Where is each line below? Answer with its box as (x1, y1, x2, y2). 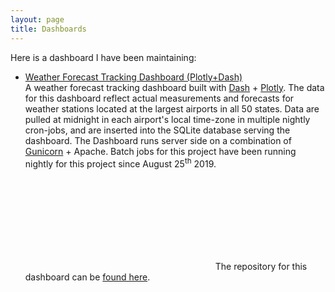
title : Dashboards (10, 24, 87, 34)
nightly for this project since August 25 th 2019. (24, 156, 217, 170)
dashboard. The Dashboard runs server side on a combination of (24, 134, 292, 146)
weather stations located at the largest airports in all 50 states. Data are (24, 102, 320, 115)
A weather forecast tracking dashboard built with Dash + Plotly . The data (24, 81, 325, 93)
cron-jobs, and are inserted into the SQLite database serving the (24, 124, 291, 136)
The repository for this (214, 260, 308, 272)
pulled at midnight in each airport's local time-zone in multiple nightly (24, 113, 311, 125)
